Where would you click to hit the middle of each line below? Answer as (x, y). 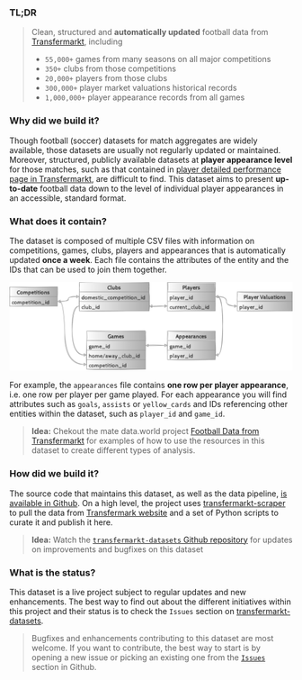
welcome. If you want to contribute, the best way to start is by (146, 648)
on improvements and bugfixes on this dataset (117, 549)
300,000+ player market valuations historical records (141, 88)
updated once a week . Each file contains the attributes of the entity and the (149, 259)
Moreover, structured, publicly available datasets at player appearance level (151, 159)
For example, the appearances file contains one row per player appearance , (149, 385)
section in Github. (64, 666)
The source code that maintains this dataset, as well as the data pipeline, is (148, 494)
